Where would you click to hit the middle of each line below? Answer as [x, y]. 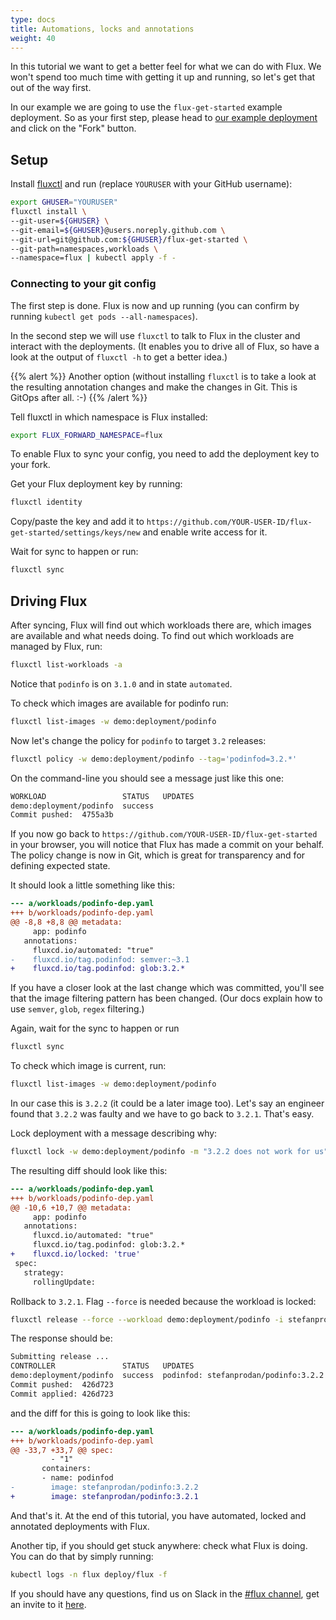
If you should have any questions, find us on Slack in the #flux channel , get [165, 1593]
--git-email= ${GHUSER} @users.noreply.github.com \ [118, 230]
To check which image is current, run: [88, 1066]
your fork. [30, 465]
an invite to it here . [48, 1604]
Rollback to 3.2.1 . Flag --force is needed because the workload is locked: [163, 1301]
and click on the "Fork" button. [73, 128]
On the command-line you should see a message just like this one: [147, 778]
